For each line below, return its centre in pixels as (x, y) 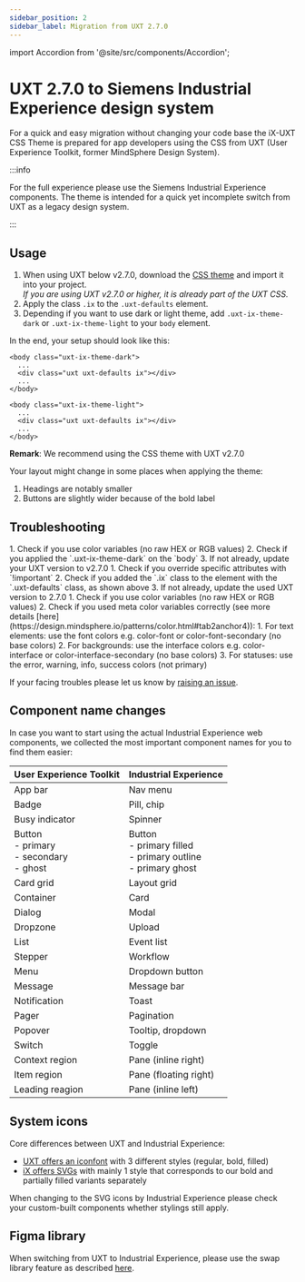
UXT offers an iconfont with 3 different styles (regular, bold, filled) (146, 1161)
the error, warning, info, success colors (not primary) (108, 665)
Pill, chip (147, 804)
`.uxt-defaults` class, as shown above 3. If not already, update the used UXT (152, 587)
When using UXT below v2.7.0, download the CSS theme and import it (153, 275)
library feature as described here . (72, 1267)
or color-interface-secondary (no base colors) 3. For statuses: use (169, 656)
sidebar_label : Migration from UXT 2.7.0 (89, 26)
